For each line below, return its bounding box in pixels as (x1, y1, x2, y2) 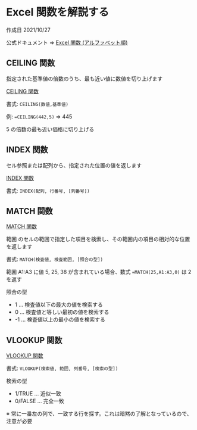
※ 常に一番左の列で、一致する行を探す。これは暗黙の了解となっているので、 (6, 410, 192, 417)
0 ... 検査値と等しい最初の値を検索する (14, 309, 110, 316)
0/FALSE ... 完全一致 (14, 397, 64, 405)
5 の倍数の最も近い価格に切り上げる (6, 126, 95, 133)
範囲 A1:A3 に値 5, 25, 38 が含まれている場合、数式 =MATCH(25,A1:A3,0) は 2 (6, 269, 192, 276)
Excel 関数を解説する (6, 5, 110, 19)
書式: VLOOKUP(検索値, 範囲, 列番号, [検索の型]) (6, 364, 118, 372)
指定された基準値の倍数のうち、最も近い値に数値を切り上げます (6, 75, 162, 82)
